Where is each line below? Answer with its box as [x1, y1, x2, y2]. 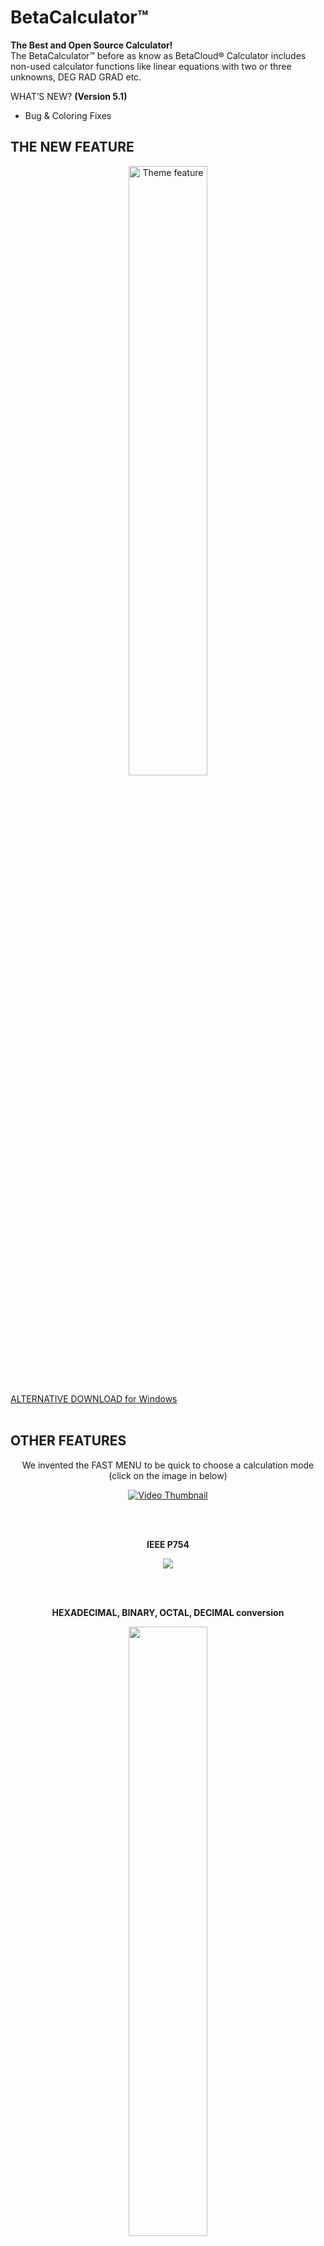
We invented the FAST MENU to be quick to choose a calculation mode [21, 1459, 315, 1471]
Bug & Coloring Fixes [24, 109, 112, 121]
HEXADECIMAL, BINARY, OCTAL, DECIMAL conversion [51, 1606, 285, 1618]
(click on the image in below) [108, 1469, 228, 1481]
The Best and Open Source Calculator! [10, 39, 173, 51]
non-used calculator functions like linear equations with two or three [10, 60, 292, 72]
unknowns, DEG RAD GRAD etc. [10, 71, 142, 83]
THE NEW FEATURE [10, 139, 135, 156]
